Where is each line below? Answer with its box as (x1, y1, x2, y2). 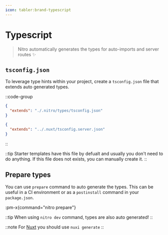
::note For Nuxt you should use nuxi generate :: (5, 224, 104, 230)
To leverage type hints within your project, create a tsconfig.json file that (5, 79, 159, 85)
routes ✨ (17, 51, 36, 57)
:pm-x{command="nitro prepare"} (5, 205, 76, 211)
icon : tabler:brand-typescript (5, 7, 71, 13)
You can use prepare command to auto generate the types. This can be (5, 184, 153, 190)
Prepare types (5, 171, 51, 179)
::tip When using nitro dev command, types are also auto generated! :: (5, 214, 153, 220)
